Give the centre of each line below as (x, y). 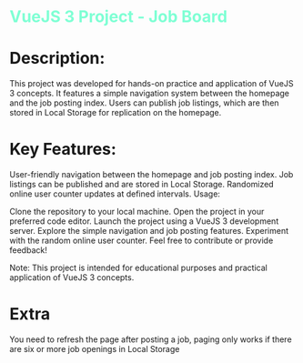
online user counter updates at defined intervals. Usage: (115, 194)
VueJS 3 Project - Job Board (118, 17)
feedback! (28, 250)
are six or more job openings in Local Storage (95, 349)
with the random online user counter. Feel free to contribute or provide (141, 241)
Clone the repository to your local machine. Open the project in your (137, 212)
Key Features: (63, 150)
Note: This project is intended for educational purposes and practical (139, 268)
